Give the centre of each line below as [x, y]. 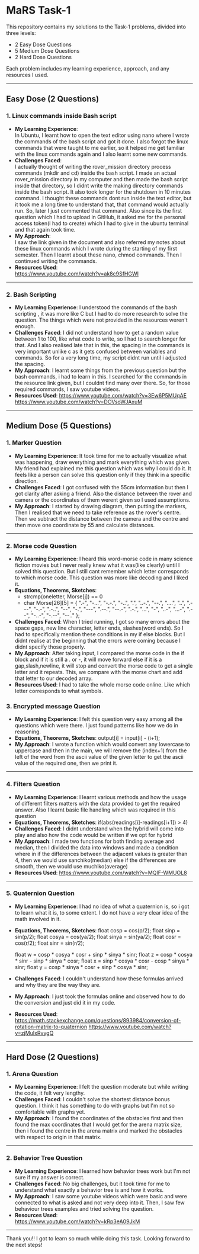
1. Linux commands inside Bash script [61, 116]
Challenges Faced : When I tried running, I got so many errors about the [102, 621]
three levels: [21, 33]
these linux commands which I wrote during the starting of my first [96, 248]
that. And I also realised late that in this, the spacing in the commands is [102, 345]
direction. [26, 481]
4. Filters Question [33, 784]
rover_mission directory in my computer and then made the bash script [101, 179]
